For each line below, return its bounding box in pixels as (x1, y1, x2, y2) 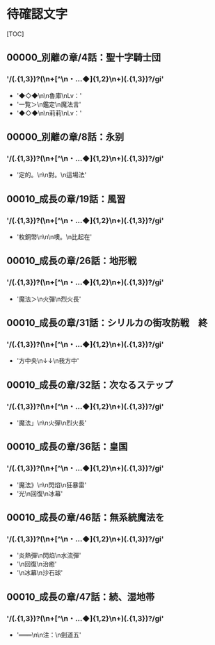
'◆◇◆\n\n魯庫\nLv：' (16, 91, 82, 99)
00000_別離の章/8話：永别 (6, 131, 125, 143)
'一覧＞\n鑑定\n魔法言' (16, 100, 81, 108)
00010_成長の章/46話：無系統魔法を (6, 512, 165, 523)
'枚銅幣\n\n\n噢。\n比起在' (16, 233, 93, 240)
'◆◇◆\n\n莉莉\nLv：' (16, 108, 82, 117)
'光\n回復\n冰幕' (16, 489, 63, 498)
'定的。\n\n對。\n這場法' (16, 171, 87, 179)
